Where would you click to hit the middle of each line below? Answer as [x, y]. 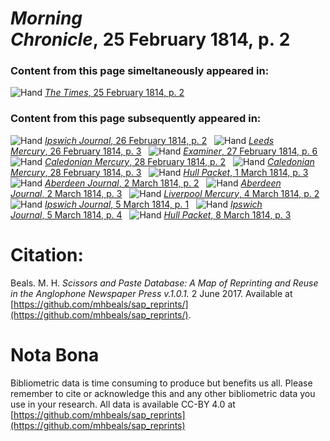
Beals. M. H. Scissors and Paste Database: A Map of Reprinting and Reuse [164, 283]
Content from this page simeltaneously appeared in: [140, 71]
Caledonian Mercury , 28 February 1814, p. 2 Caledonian [179, 161]
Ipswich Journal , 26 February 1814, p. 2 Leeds [159, 140]
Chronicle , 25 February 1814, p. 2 [150, 39]
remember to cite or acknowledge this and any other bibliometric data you [163, 393]
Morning [46, 18]
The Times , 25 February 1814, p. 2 [114, 93]
